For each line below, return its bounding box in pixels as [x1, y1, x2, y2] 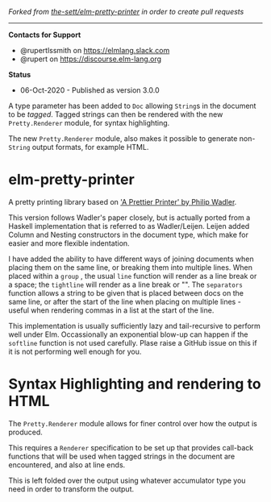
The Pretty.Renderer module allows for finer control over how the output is [8, 418, 258, 428]
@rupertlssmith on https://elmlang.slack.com [19, 46, 170, 55]
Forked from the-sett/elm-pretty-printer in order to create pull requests [8, 7, 244, 16]
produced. [8, 427, 43, 437]
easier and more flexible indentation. [8, 238, 131, 248]
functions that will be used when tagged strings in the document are [8, 451, 236, 461]
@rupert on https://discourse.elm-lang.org [19, 54, 162, 64]
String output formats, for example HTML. [8, 143, 149, 151]
